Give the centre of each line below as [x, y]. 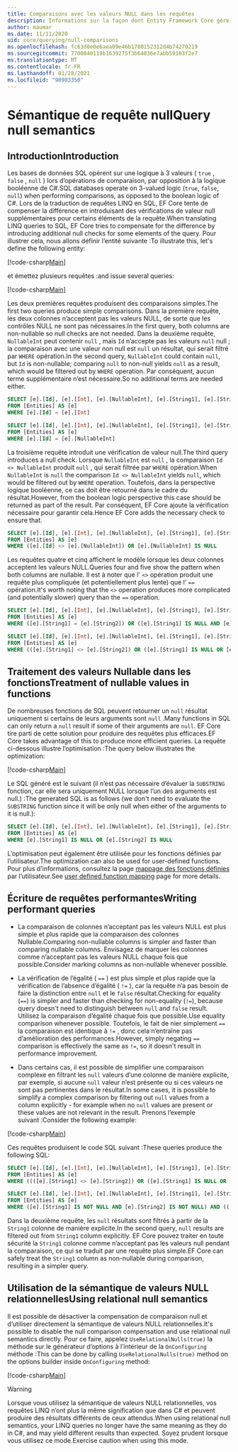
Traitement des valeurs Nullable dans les [99, 671]
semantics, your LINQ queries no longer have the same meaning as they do [117, 1425]
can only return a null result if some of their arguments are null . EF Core [114, 726]
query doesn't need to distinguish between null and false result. [113, 1008]
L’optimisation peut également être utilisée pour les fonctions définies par [114, 853]
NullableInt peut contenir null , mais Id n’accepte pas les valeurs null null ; [119, 341]
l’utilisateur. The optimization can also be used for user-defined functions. [114, 861]
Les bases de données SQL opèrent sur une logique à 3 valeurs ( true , [111, 173]
